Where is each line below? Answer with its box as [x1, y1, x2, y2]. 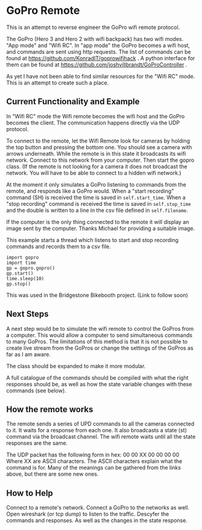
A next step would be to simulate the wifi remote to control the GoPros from [6, 325, 194, 332]
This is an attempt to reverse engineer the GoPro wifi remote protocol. [6, 24, 180, 31]
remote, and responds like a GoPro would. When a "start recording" [6, 187, 174, 194]
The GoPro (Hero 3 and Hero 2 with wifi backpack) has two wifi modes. [6, 35, 184, 42]
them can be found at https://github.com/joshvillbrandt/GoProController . [6, 61, 188, 68]
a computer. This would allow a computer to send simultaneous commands [6, 331, 193, 339]
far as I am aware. [6, 351, 51, 358]
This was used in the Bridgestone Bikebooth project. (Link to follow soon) [6, 291, 188, 299]
